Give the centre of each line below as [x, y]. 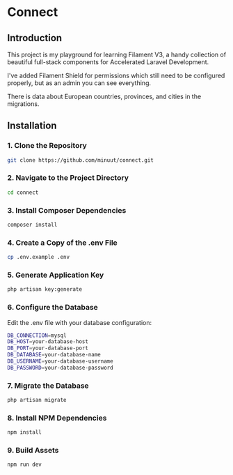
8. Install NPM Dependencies [57, 418]
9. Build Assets [33, 451]
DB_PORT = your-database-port [48, 348]
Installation [32, 126]
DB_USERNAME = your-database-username [60, 361]
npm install [24, 432]
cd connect [23, 193]
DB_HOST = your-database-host [48, 342]
